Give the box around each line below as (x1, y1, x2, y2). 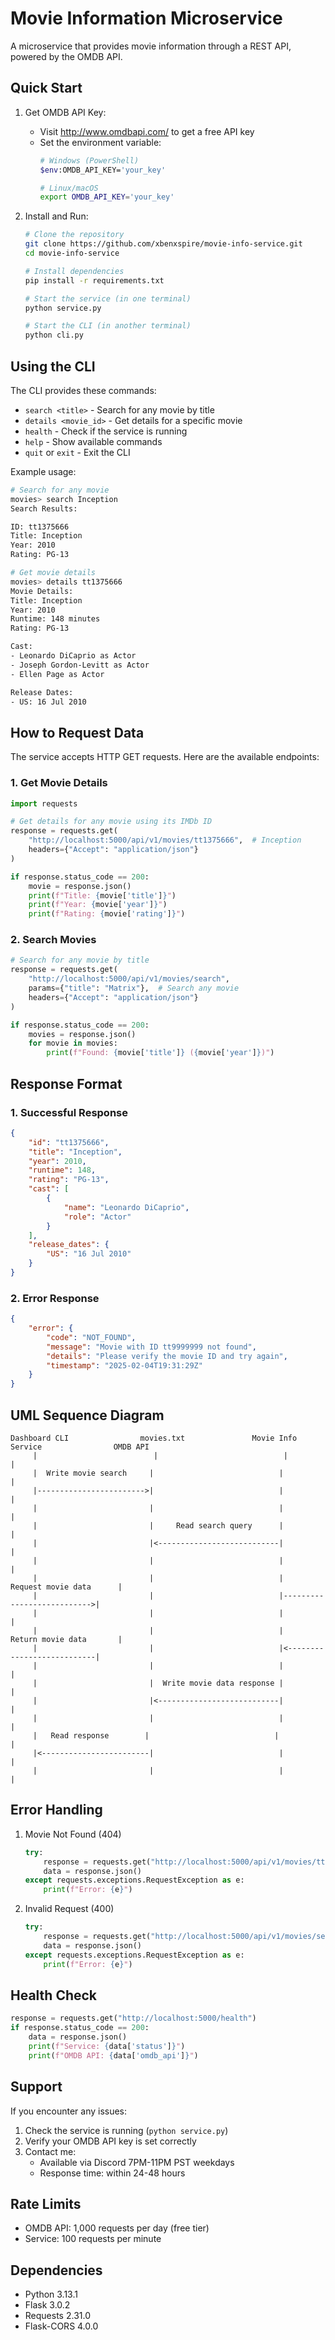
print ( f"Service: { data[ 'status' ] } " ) (28, 2042, 186, 2052)
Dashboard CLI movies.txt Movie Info (10, 1433, 298, 1444)
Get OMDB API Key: (24, 106, 107, 118)
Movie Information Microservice (10, 7, 283, 30)
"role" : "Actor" (63, 1212, 132, 1222)
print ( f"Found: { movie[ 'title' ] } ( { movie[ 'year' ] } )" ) (46, 1048, 275, 1058)
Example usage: (10, 465, 77, 477)
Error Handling (10, 1802, 103, 1819)
